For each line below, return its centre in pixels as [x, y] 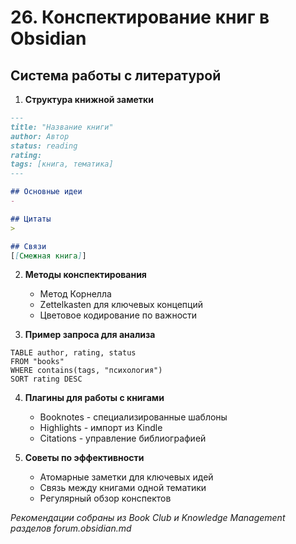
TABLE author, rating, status [73, 353]
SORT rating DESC [46, 379]
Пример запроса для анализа [90, 335]
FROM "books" [37, 362]
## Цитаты [31, 219]
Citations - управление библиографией [123, 438]
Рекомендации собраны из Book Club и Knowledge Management [148, 518]
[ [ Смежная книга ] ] [48, 256]
